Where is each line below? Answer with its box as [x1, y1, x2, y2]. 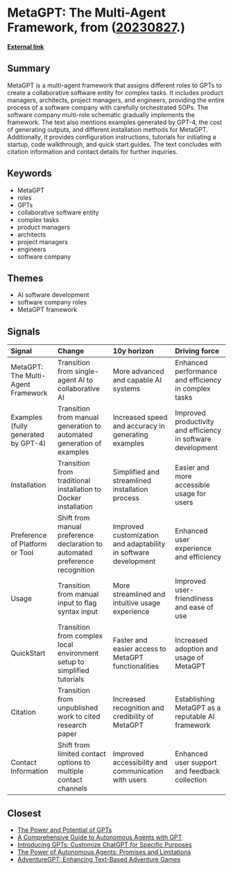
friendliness [175, 594, 214, 604]
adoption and [175, 644, 218, 654]
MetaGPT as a [175, 703, 221, 713]
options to [58, 758, 91, 767]
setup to [58, 657, 85, 667]
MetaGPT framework [17, 305, 78, 314]
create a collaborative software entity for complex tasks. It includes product [7, 88, 223, 96]
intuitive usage [112, 598, 161, 608]
